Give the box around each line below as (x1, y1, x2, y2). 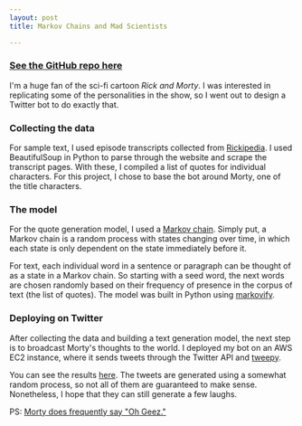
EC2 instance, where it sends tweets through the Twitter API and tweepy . (9, 352, 282, 363)
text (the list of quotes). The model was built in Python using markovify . (9, 289, 276, 300)
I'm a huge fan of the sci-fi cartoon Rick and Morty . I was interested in (9, 80, 271, 90)
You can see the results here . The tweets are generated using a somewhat (9, 369, 287, 380)
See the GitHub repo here (9, 60, 123, 72)
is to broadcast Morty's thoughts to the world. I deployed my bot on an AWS (9, 342, 293, 353)
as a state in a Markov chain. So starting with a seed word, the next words (9, 270, 285, 281)
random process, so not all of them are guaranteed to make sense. (9, 379, 258, 390)
